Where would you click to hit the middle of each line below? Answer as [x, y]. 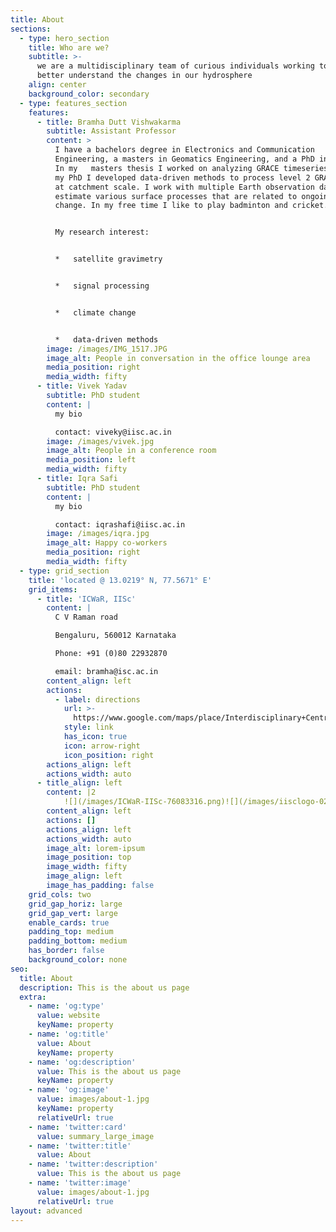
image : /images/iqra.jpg [98, 534]
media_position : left [91, 460]
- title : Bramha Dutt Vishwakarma [109, 122]
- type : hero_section [64, 38]
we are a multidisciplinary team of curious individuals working [175, 66]
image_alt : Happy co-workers [107, 543]
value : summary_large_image [95, 1136]
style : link [88, 727]
